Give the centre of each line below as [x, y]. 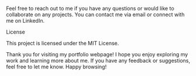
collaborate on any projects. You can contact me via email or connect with [95, 15]
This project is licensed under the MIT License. [63, 43]
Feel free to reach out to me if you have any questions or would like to [90, 8]
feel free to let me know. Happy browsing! [56, 67]
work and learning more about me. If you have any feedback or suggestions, [98, 61]
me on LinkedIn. [25, 21]
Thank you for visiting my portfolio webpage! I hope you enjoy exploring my [97, 54]
